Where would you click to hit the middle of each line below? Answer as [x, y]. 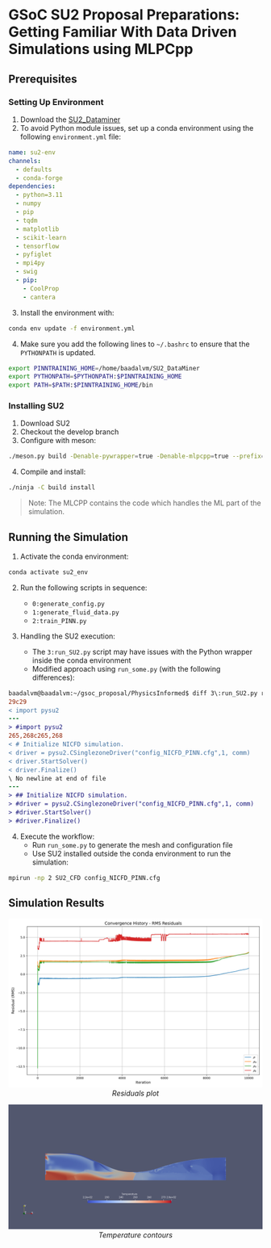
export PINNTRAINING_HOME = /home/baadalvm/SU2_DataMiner [104, 368]
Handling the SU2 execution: [67, 636]
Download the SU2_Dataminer [70, 119]
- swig [27, 272]
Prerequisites [43, 79]
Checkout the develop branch [69, 432]
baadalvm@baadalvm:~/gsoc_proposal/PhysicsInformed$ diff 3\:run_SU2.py [133, 693]
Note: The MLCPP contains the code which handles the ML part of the [144, 503]
